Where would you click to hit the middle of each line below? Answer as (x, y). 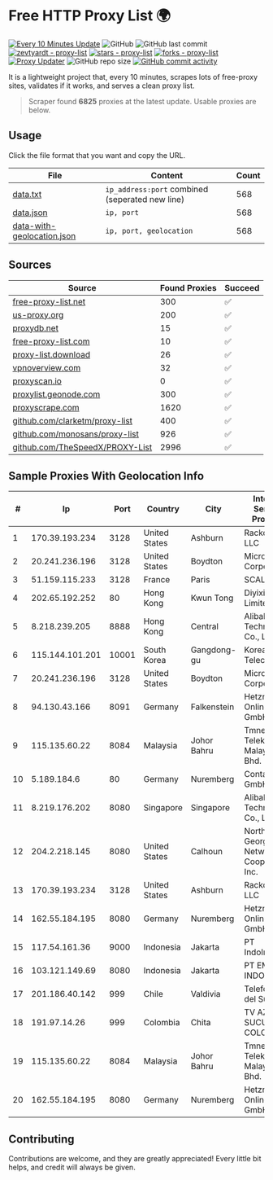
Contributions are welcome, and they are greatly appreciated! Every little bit (135, 1159)
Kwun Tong (212, 598)
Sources (30, 265)
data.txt (27, 194)
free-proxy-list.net (49, 301)
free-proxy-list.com (52, 341)
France (157, 580)
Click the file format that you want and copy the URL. (97, 155)
